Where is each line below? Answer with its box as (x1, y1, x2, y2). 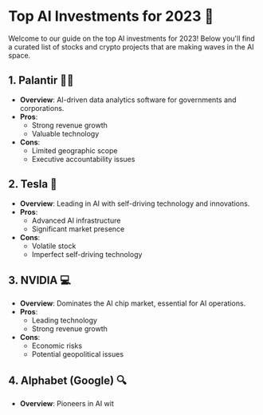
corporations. (19, 103, 65, 113)
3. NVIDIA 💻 (8, 273, 72, 287)
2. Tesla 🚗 (8, 177, 57, 191)
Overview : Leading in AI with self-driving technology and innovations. (19, 199, 250, 208)
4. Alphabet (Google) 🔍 (8, 373, 128, 387)
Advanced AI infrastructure (31, 215, 121, 225)
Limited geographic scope (31, 145, 118, 155)
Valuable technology (31, 128, 100, 138)
